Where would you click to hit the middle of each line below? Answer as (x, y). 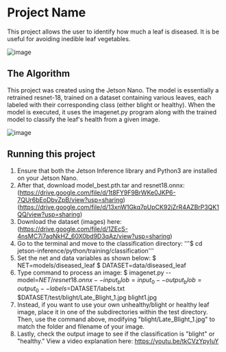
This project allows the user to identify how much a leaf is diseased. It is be (113, 32)
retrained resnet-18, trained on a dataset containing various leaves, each (109, 97)
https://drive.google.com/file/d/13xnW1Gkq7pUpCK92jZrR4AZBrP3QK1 (119, 207)
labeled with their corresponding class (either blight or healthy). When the (111, 105)
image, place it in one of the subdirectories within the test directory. (112, 312)
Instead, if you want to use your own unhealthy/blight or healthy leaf (113, 305)
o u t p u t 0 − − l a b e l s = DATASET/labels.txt (71, 289)
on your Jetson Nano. (48, 178)
